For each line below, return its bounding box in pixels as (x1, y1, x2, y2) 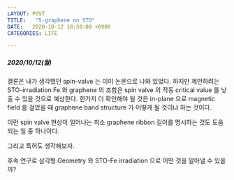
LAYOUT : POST (7, 10, 45, 17)
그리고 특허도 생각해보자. (7, 142, 75, 150)
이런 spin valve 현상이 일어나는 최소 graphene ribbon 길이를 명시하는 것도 (7, 118, 211, 126)
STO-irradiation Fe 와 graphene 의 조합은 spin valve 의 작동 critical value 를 (7, 86, 220, 94)
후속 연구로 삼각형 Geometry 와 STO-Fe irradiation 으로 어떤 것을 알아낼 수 (7, 156, 213, 165)
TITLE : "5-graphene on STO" (7, 17, 96, 24)
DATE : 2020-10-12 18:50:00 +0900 (7, 23, 111, 30)
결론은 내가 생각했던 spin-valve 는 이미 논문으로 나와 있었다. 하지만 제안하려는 (7, 77, 220, 86)
